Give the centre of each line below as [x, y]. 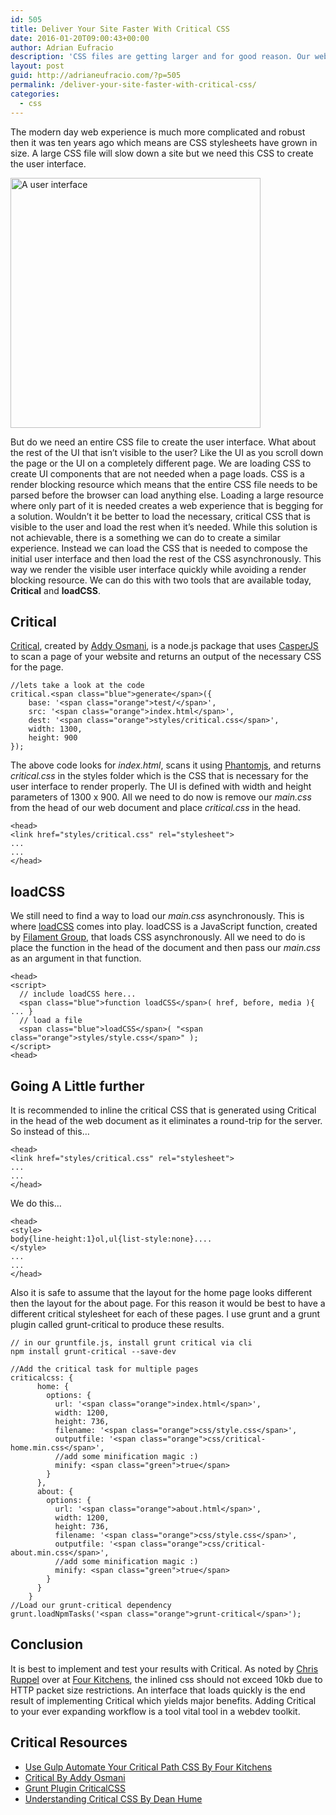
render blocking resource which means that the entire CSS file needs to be [164, 484]
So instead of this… [50, 1131]
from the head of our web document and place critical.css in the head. [156, 808]
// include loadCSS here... [78, 994]
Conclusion [47, 1644]
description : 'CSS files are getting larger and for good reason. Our [160, 57]
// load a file [51, 1021]
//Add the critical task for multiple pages [104, 1369]
